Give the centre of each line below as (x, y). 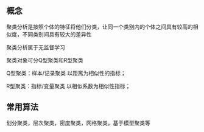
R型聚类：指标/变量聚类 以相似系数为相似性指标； (69, 86)
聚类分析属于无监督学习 (36, 47)
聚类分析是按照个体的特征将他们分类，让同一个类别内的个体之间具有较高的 (100, 27)
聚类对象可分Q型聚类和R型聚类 (45, 60)
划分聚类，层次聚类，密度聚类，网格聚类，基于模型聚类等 (78, 123)
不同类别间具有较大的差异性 (57, 34)
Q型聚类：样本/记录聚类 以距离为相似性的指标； (66, 73)
